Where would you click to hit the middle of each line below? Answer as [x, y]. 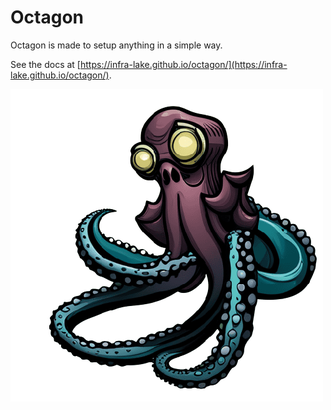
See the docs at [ [45, 64]
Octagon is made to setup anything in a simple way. [116, 45]
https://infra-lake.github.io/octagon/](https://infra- [183, 64]
